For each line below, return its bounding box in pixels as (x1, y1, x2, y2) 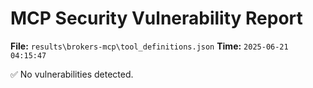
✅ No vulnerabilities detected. (10, 68, 134, 80)
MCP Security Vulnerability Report (10, 7, 303, 30)
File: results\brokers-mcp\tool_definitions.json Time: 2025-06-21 (10, 40, 289, 52)
